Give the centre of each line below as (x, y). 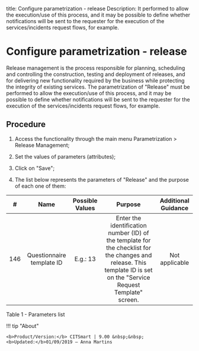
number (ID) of (129, 233)
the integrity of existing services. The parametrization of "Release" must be (98, 87)
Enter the (129, 218)
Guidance (175, 208)
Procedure (26, 124)
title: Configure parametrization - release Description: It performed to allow (97, 9)
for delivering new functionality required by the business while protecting (95, 80)
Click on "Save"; (35, 168)
